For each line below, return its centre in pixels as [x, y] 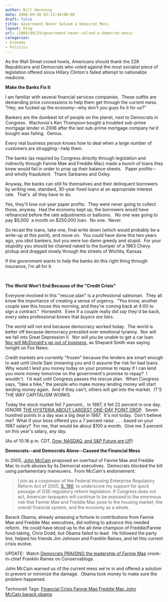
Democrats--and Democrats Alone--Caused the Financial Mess [73, 450]
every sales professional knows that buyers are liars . [60, 317]
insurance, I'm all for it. [29, 266]
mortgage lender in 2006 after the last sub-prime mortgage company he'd [82, 128]
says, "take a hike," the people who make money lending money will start [81, 384]
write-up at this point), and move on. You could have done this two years [81, 235]
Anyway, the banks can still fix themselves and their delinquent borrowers [81, 184]
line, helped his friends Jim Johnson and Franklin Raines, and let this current [84, 538]
